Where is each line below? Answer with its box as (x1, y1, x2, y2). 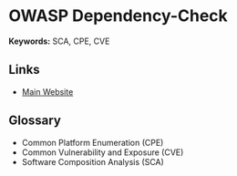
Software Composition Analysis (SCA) (21, 156, 165, 167)
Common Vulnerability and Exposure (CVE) (21, 147, 184, 158)
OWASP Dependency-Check (8, 5, 229, 26)
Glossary (8, 113, 61, 129)
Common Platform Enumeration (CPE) (21, 137, 164, 148)
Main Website (21, 86, 74, 97)
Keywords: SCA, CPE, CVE (8, 36, 110, 47)
